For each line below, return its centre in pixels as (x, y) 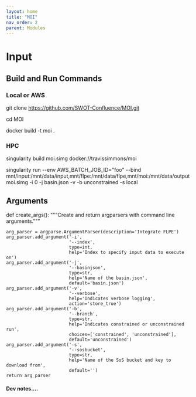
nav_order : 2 (22, 22)
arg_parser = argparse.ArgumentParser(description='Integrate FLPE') (93, 232)
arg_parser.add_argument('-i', (44, 237)
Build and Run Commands (54, 78)
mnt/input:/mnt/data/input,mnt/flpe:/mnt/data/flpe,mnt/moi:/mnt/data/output (98, 176)
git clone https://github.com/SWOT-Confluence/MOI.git (73, 108)
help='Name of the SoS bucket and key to (120, 360)
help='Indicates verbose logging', (112, 299)
